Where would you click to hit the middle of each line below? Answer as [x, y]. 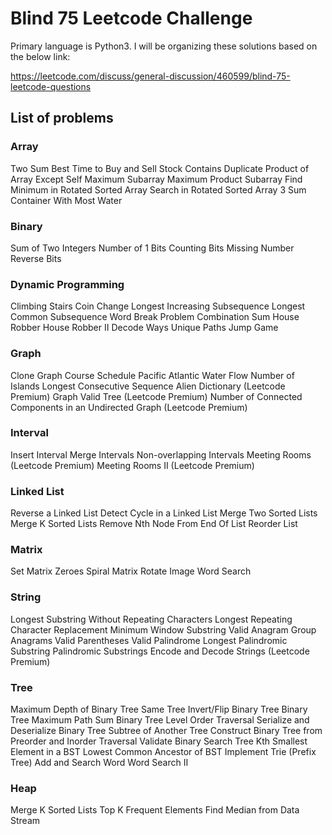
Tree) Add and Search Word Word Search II [99, 762]
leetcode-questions [51, 86]
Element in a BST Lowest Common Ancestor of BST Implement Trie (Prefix [163, 751]
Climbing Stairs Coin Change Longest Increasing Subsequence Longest [158, 306]
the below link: [40, 56]
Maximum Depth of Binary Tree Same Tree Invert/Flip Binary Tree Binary [159, 709]
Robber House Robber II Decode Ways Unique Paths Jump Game [144, 328]
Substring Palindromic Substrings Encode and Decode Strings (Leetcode [160, 651]
